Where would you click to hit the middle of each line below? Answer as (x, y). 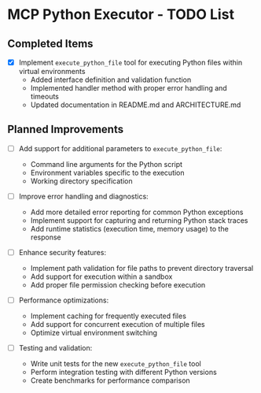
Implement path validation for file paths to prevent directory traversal (142, 269)
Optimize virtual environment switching (94, 333)
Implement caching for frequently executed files (108, 316)
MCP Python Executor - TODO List (121, 15)
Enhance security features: (62, 252)
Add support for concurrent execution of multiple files (118, 324)
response (46, 237)
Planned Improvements (65, 130)
